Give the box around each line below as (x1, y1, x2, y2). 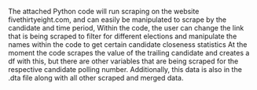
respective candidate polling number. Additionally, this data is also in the (8, 65, 242, 74)
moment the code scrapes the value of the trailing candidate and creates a (8, 49, 250, 57)
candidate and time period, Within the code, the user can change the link (8, 23, 244, 32)
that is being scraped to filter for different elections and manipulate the (8, 31, 237, 41)
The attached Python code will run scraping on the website (8, 7, 200, 16)
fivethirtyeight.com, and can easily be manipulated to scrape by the (8, 15, 226, 24)
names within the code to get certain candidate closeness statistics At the (8, 40, 248, 49)
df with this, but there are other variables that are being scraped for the (8, 56, 239, 66)
